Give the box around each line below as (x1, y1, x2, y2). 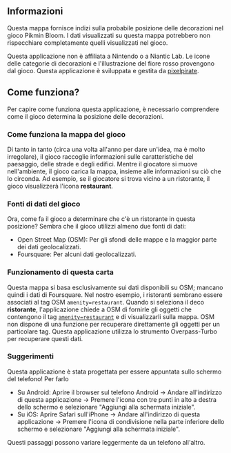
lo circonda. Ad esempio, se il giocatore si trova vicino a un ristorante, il (7, 174, 210, 182)
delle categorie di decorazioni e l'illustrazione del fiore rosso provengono (7, 59, 215, 68)
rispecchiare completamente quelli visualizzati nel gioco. (7, 38, 168, 47)
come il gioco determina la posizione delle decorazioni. (7, 112, 164, 120)
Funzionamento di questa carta (7, 267, 114, 277)
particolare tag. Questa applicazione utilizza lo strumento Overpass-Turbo (7, 327, 217, 336)
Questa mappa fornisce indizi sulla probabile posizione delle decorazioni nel (7, 23, 224, 32)
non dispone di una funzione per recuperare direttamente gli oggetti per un (7, 320, 221, 328)
